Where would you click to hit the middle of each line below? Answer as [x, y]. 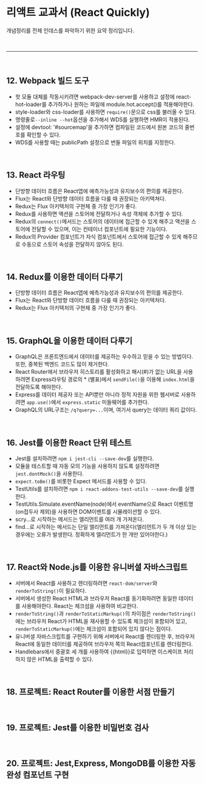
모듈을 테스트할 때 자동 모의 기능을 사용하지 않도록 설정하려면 [87, 466]
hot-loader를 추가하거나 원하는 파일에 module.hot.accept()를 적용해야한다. [105, 104]
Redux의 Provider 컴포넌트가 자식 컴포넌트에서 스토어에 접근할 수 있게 [98, 236]
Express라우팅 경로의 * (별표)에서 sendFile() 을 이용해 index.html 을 [113, 379]
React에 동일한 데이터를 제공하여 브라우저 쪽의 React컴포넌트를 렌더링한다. [104, 644]
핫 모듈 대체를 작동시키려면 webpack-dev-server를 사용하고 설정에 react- [103, 96]
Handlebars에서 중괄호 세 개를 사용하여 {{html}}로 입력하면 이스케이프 [98, 651]
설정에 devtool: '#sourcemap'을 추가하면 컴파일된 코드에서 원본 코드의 [99, 127]
